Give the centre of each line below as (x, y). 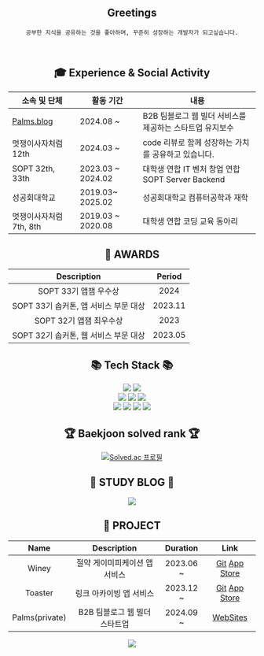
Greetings (132, 13)
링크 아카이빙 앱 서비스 (115, 593)
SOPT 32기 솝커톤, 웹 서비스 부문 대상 (79, 335)
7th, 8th (27, 226)
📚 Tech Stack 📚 (132, 365)
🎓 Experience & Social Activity (132, 73)
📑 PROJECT (132, 526)
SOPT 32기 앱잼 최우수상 (79, 321)
